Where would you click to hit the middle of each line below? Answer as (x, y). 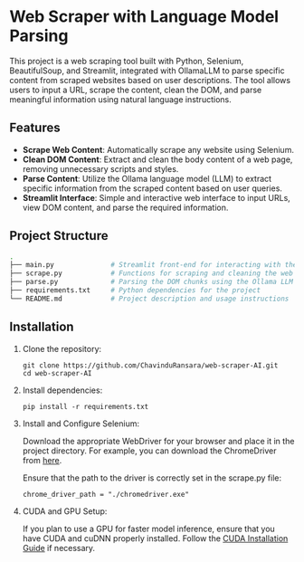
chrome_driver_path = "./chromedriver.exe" (106, 494)
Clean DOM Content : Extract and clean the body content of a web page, (157, 159)
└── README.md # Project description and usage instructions (149, 299)
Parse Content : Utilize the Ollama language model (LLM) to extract (147, 178)
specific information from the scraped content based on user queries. (152, 188)
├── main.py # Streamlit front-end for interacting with (145, 265)
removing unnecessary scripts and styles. (100, 168)
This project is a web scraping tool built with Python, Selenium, (127, 61)
